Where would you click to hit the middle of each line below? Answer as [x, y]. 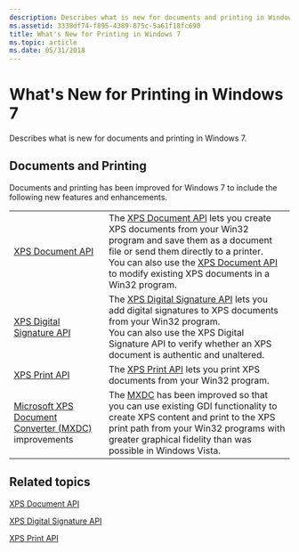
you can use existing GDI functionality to [193, 406]
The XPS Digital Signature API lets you [188, 299]
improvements [44, 439]
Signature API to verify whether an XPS [190, 344]
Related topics [50, 482]
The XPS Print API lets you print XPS [184, 369]
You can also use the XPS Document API [193, 262]
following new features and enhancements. [88, 197]
